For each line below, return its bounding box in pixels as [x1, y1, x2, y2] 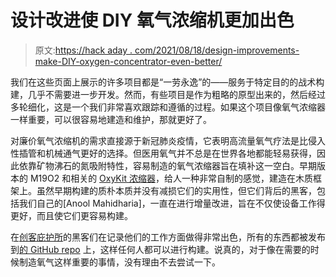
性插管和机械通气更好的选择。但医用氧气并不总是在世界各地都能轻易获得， [10, 147, 317, 159]
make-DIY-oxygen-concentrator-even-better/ [34, 55, 223, 67]
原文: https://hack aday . [34, 44, 133, 56]
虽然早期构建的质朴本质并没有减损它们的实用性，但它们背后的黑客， [36, 184, 317, 196]
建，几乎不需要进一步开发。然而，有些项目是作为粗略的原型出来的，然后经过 [10, 88, 326, 100]
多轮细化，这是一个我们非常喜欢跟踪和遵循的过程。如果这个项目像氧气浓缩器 [10, 101, 326, 113]
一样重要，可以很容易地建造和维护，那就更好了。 [10, 113, 212, 125]
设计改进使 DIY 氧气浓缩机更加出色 [10, 9, 295, 32]
